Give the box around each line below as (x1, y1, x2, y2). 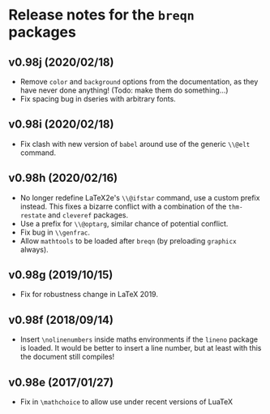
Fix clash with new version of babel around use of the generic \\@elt (19, 139, 251, 149)
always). (19, 244, 49, 254)
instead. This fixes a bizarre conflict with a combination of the (19, 201, 227, 211)
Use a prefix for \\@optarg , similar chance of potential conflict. (19, 218, 229, 228)
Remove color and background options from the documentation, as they (19, 77, 259, 86)
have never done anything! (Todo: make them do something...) (19, 85, 229, 95)
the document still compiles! (19, 351, 115, 362)
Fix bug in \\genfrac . (19, 227, 91, 237)
